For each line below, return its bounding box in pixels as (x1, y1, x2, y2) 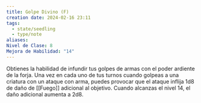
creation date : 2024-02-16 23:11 (6, 15, 91, 21)
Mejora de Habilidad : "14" (6, 48, 75, 55)
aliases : (6, 37, 29, 43)
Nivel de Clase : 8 (6, 43, 53, 49)
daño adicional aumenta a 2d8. (6, 90, 84, 98)
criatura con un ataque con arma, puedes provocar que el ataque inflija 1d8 (6, 78, 194, 85)
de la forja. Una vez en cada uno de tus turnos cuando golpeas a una (6, 71, 179, 79)
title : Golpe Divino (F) (6, 8, 69, 15)
